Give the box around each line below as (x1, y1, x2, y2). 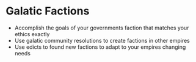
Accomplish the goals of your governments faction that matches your (14, 24, 189, 31)
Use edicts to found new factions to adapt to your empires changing (14, 43, 186, 51)
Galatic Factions (5, 4, 90, 18)
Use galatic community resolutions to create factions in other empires (14, 37, 190, 44)
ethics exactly (14, 30, 50, 37)
